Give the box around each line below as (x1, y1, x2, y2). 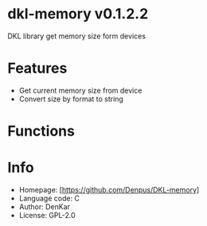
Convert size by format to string (18, 93, 124, 104)
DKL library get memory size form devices (7, 31, 146, 41)
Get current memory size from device (18, 85, 143, 95)
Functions (7, 122, 75, 141)
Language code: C (18, 193, 80, 203)
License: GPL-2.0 (18, 211, 76, 220)
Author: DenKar (18, 202, 71, 212)
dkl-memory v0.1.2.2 (7, 5, 149, 23)
